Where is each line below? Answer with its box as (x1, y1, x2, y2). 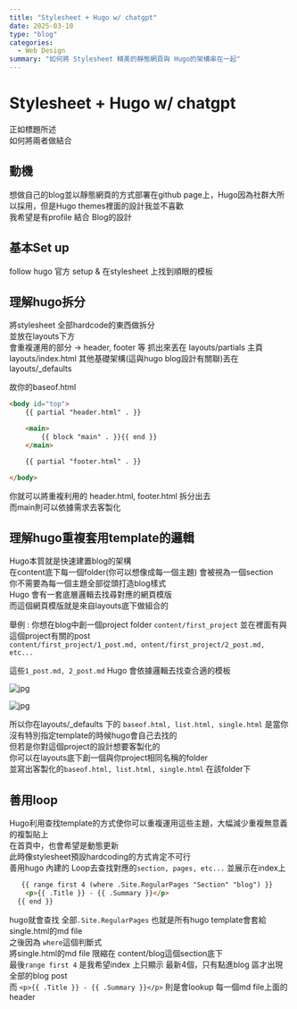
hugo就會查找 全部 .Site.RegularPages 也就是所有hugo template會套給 (9, 914, 268, 925)
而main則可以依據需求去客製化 (9, 502, 121, 513)
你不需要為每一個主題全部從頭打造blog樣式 (9, 578, 167, 589)
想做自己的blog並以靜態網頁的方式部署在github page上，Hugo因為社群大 (9, 189, 277, 199)
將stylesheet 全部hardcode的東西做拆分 (9, 319, 156, 331)
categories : (9, 38, 54, 47)
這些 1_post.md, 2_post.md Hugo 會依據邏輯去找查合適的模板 (9, 666, 231, 676)
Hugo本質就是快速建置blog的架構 (9, 555, 132, 566)
